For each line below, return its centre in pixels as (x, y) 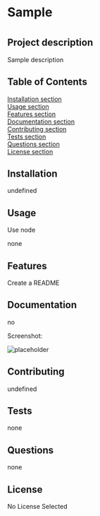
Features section (32, 114)
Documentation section (41, 122)
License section (30, 151)
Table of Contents (48, 82)
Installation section (35, 99)
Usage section (28, 106)
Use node (21, 230)
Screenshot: (25, 336)
